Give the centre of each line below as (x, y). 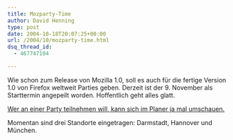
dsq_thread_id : (30, 47)
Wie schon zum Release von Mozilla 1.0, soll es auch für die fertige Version (117, 80)
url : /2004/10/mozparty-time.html (59, 41)
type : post (23, 27)
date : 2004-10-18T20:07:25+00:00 (57, 34)
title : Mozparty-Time (39, 14)
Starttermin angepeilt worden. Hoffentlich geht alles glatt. (91, 95)
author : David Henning (41, 21)
